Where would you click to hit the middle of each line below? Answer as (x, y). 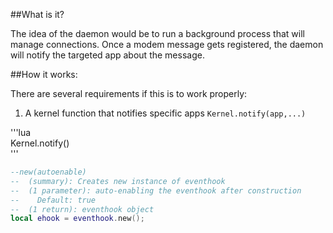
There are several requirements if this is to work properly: (129, 93)
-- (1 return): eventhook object (82, 209)
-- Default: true (53, 200)
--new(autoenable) (48, 172)
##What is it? (37, 14)
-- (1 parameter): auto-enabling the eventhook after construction (156, 190)
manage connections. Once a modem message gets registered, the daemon (167, 44)
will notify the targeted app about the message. (107, 55)
